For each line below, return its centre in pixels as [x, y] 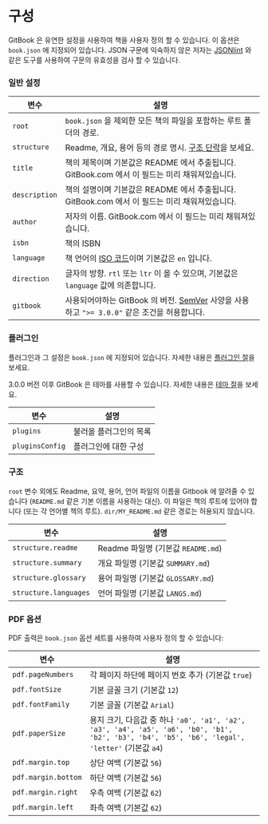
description [35, 195]
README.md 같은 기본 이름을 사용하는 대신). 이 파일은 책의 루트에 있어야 [140, 501]
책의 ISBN [83, 244]
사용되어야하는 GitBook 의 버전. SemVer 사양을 [149, 300]
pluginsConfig [39, 446]
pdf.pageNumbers [43, 675]
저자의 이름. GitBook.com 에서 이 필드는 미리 [145, 216]
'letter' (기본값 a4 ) [126, 748]
